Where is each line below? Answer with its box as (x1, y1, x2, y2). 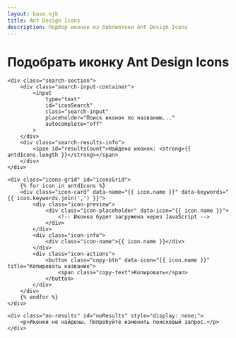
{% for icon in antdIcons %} (20, 182, 106, 190)
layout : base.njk (7, 10, 59, 18)
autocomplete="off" (45, 121, 102, 128)
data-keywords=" (181, 189, 230, 196)
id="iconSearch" (45, 102, 93, 110)
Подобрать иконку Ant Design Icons (7, 54, 230, 70)
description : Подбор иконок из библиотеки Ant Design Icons (7, 23, 189, 30)
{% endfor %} (20, 294, 59, 301)
